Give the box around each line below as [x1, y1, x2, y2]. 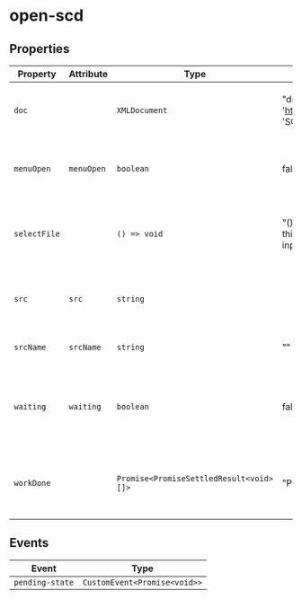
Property [17, 68, 57, 80]
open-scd [9, 5, 84, 26]
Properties [9, 41, 70, 57]
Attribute [68, 68, 109, 80]
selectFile [13, 229, 60, 239]
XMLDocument [116, 105, 168, 115]
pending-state [13, 577, 75, 587]
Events [9, 535, 49, 551]
